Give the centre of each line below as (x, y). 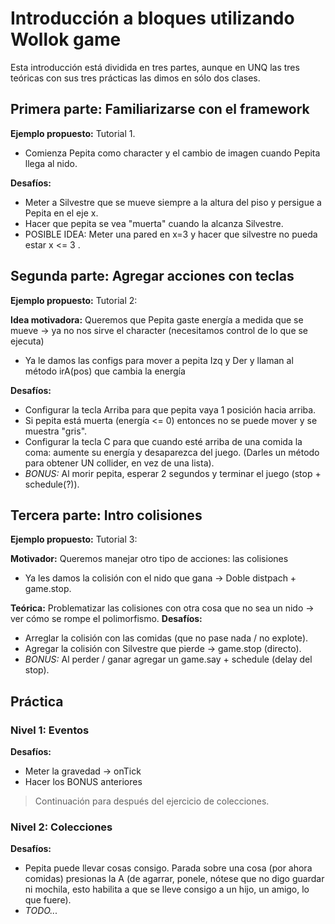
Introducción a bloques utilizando (152, 18)
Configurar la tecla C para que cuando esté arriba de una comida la (163, 441)
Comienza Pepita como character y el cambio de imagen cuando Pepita (172, 153)
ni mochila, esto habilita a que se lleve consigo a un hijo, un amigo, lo (167, 889)
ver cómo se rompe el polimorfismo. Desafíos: (106, 619)
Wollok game (66, 39)
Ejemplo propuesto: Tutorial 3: (74, 539)
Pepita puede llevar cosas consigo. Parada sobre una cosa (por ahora (168, 868)
